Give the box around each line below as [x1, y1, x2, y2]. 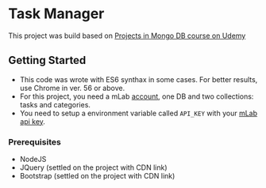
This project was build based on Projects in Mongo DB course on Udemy [8, 31, 246, 40]
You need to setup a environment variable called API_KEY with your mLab [19, 108, 258, 118]
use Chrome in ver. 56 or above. [19, 83, 125, 92]
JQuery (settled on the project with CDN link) [19, 163, 168, 172]
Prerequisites [8, 136, 61, 147]
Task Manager [8, 5, 105, 23]
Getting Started [8, 54, 87, 67]
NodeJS [19, 155, 47, 164]
